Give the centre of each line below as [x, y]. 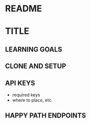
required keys [26, 95]
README [24, 9]
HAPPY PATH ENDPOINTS [45, 116]
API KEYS [20, 83]
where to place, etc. [32, 100]
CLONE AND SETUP [36, 66]
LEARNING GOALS [34, 49]
